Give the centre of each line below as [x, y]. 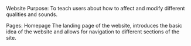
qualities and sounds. [32, 14]
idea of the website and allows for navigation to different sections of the [93, 32]
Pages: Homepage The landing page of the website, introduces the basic [94, 26]
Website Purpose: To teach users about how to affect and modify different [95, 8]
